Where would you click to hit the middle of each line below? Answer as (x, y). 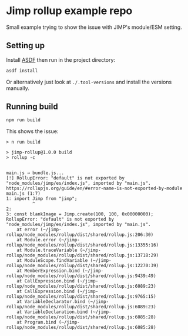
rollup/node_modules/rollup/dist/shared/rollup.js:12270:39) (83, 266)
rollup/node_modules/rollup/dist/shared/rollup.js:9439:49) (81, 276)
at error (27, 230)
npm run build (23, 120)
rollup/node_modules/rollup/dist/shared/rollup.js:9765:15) (81, 297)
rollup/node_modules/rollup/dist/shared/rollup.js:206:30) (80, 235)
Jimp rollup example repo (69, 11)
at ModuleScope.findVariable (52, 261)
